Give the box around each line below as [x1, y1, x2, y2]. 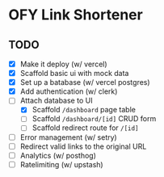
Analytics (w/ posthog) [19, 150, 97, 160]
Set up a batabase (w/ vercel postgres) [19, 78, 151, 87]
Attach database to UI [19, 95, 93, 106]
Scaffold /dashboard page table [32, 105, 136, 115]
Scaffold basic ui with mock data [19, 69, 129, 78]
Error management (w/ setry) [19, 132, 117, 142]
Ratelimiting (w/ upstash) [19, 159, 103, 169]
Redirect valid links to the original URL [19, 141, 147, 151]
